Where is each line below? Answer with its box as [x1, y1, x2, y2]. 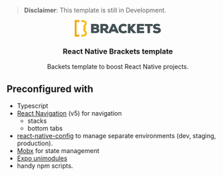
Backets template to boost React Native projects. [47, 63, 189, 71]
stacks [27, 116, 47, 126]
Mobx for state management [16, 147, 100, 155]
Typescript [16, 102, 49, 110]
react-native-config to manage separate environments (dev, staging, [16, 132, 217, 140]
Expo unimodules [16, 154, 68, 163]
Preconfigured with [6, 83, 94, 94]
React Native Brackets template [62, 46, 174, 56]
